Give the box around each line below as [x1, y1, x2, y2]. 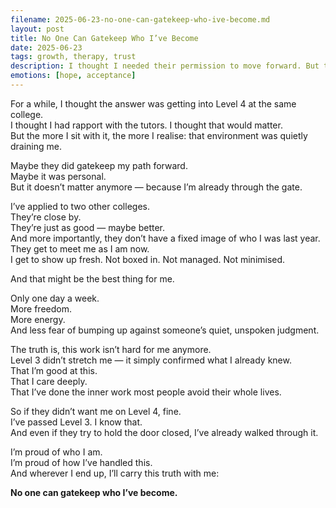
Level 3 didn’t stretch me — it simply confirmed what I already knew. [10, 354, 292, 366]
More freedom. [10, 302, 72, 315]
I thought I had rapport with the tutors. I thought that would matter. [10, 119, 283, 131]
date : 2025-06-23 [10, 42, 83, 53]
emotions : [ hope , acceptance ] [10, 71, 137, 81]
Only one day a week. [10, 292, 100, 304]
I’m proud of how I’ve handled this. [10, 456, 153, 468]
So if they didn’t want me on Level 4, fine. [10, 405, 182, 417]
